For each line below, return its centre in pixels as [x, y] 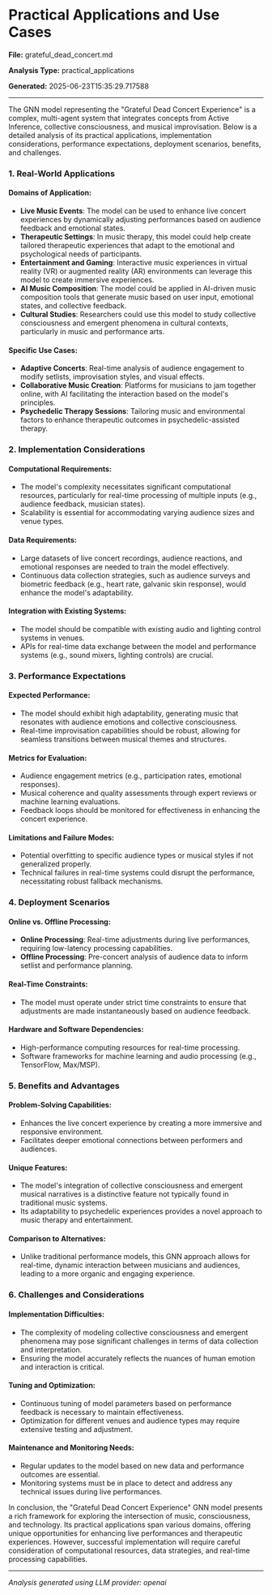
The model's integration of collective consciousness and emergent [132, 1185]
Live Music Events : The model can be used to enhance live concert [133, 211]
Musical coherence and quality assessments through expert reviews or [138, 793]
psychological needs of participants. [81, 254]
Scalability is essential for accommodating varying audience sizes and [137, 513]
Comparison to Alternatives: [57, 1238]
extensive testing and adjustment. [76, 1429]
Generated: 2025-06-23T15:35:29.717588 [79, 86]
